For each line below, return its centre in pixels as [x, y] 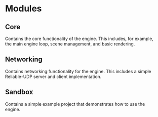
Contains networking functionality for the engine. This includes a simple [78, 71]
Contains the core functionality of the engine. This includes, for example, [79, 39]
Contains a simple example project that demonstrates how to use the [75, 104]
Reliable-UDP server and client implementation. [53, 77]
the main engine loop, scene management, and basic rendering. [70, 44]
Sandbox [19, 92]
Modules [23, 9]
